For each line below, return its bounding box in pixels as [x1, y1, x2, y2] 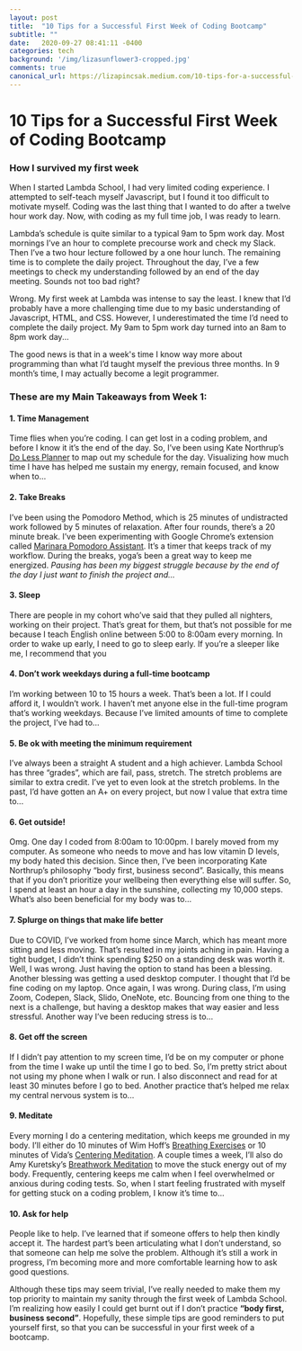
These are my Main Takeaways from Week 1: [9, 390, 208, 403]
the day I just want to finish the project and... [9, 568, 175, 580]
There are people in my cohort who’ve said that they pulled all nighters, [9, 609, 273, 621]
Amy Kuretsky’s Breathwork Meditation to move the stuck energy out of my [9, 1159, 288, 1169]
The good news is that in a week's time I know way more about [9, 349, 243, 360]
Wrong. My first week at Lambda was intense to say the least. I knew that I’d [9, 293, 291, 304]
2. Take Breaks [9, 491, 66, 502]
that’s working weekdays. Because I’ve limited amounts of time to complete [9, 707, 289, 718]
